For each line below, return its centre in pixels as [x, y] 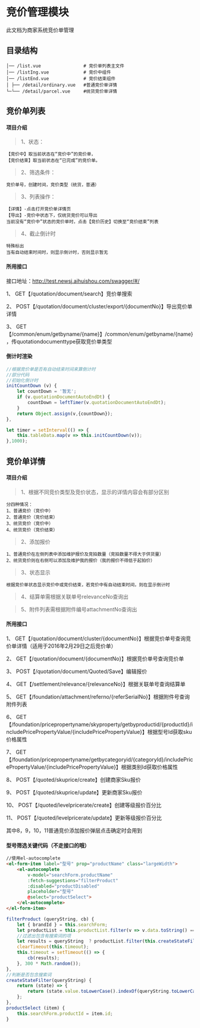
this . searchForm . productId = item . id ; [65, 1014]
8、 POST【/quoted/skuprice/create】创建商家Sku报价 [74, 779]
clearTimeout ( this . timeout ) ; [53, 947]
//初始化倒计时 [22, 380]
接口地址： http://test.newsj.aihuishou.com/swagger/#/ [73, 281]
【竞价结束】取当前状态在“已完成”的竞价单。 [53, 161]
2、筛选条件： [38, 172]
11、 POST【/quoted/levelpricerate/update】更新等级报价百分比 [84, 818]
